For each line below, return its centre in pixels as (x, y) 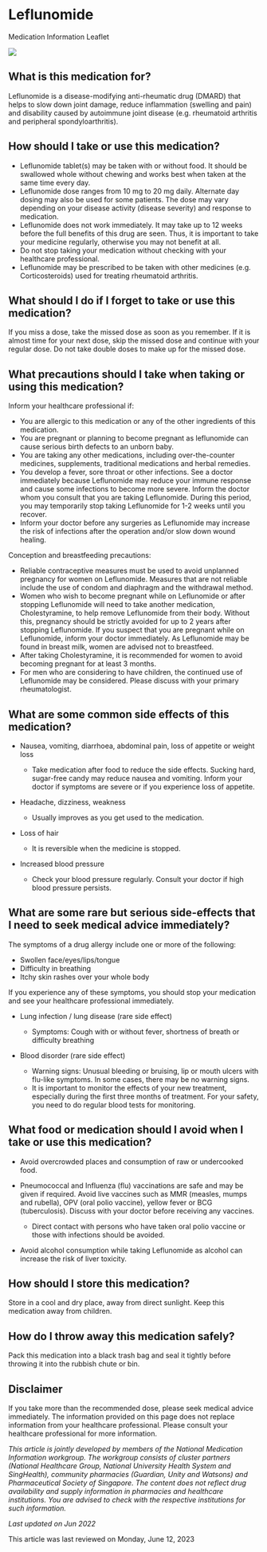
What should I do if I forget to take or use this (122, 300)
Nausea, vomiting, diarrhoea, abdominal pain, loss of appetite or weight (137, 746)
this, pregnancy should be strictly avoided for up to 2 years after (125, 621)
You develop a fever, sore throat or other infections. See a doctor (126, 472)
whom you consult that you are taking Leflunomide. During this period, (135, 498)
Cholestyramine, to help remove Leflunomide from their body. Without (135, 613)
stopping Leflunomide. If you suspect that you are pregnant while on (132, 630)
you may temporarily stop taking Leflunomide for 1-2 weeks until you (132, 506)
